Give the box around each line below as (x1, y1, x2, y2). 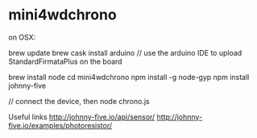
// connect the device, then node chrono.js (8, 96, 151, 106)
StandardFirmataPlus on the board (8, 56, 122, 66)
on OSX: (8, 32, 36, 42)
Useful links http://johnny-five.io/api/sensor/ (8, 111, 155, 122)
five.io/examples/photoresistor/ (8, 120, 113, 130)
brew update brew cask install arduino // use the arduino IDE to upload (8, 48, 242, 57)
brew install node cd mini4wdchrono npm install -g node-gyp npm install (8, 72, 250, 82)
